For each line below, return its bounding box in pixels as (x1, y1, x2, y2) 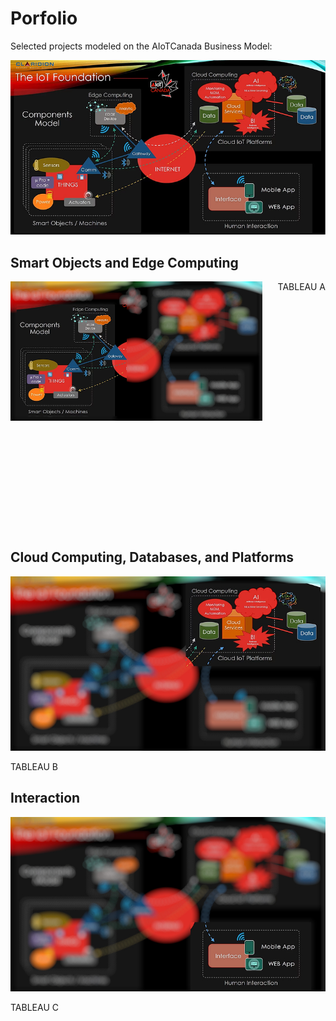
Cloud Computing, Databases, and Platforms (10, 549, 295, 566)
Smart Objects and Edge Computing (10, 254, 239, 271)
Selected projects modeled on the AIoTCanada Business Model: (10, 40, 273, 52)
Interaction (10, 790, 81, 807)
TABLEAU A (277, 280, 326, 292)
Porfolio (10, 7, 78, 30)
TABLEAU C (10, 1001, 59, 1013)
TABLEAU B (10, 760, 58, 772)
